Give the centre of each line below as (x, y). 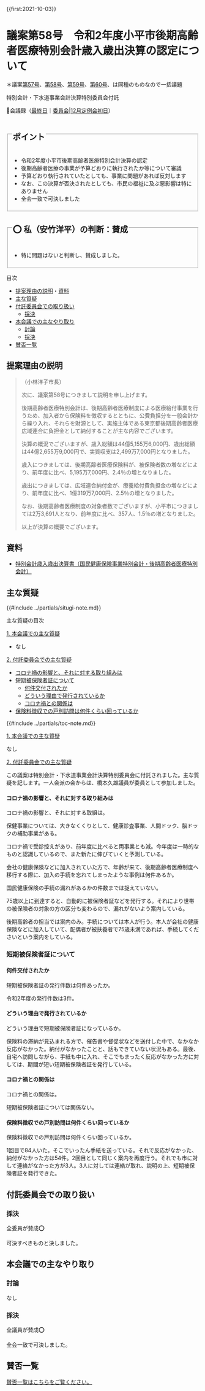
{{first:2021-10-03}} (32, 9)
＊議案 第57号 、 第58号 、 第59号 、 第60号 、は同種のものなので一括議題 (94, 84)
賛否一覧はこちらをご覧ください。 (49, 1382)
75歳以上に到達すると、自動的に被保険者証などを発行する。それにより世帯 (100, 901)
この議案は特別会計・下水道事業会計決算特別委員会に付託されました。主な (100, 775)
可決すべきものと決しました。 (44, 1243)
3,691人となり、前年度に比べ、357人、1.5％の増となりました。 (120, 513)
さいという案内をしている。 (41, 937)
